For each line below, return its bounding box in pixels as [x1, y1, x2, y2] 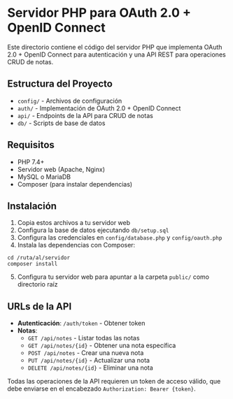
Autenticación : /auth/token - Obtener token [17, 319, 146, 328]
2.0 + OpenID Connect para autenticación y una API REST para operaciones [7, 50, 226, 59]
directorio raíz [17, 280, 58, 289]
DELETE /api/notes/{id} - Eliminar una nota [27, 363, 154, 372]
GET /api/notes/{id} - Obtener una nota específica [27, 341, 176, 350]
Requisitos [7, 139, 55, 151]
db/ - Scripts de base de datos [17, 119, 106, 127]
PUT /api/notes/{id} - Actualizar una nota [27, 356, 150, 365]
